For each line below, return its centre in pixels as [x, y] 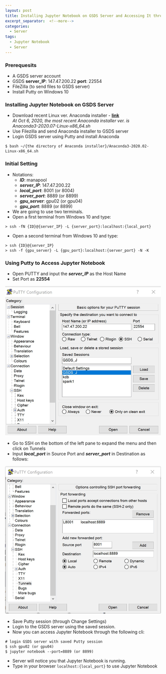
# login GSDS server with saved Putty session [54, 642]
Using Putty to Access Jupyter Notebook [55, 263]
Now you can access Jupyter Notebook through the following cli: [78, 632]
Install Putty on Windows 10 [40, 92]
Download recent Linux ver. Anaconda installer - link [66, 115]
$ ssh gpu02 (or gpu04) [30, 647]
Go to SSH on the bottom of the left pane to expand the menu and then [84, 443]
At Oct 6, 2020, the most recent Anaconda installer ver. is [71, 121]
